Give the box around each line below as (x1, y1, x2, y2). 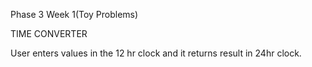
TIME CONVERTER (10, 28, 88, 39)
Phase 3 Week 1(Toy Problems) (10, 9, 139, 20)
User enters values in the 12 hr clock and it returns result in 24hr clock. (10, 47, 302, 59)
